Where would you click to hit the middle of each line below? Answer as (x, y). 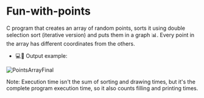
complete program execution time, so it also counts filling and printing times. (102, 88)
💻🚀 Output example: (41, 55)
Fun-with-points (49, 11)
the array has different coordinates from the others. (71, 43)
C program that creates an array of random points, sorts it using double (96, 28)
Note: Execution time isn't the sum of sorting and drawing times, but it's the (101, 82)
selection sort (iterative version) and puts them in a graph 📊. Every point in (100, 35)
